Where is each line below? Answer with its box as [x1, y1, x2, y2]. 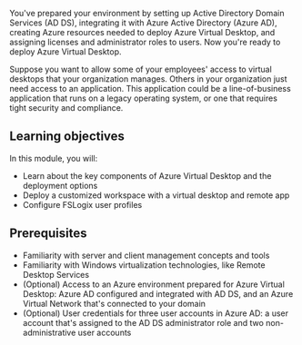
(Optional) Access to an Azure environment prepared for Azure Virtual [22, 279, 285, 290]
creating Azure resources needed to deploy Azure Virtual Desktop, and [9, 27, 276, 37]
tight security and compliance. [9, 103, 124, 113]
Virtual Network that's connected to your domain [22, 298, 206, 309]
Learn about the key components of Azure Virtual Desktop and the [22, 170, 272, 181]
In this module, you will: [9, 153, 98, 163]
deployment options [22, 180, 98, 191]
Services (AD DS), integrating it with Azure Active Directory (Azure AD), [9, 17, 277, 28]
